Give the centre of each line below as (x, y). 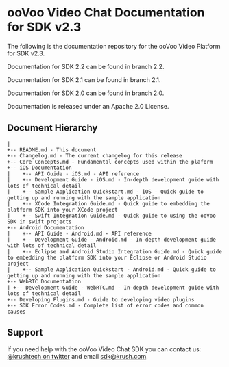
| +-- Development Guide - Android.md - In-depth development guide (111, 240)
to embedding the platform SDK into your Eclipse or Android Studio (107, 257)
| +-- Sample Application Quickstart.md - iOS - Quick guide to (106, 192)
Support (25, 332)
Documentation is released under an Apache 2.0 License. (88, 106)
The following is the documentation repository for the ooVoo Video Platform (114, 46)
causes (16, 312)
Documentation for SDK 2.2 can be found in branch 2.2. (86, 66)
